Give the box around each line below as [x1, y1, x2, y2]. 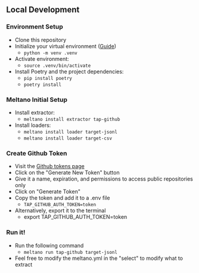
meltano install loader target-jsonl [23, 129, 118, 135]
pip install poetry [23, 75, 73, 81]
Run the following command [14, 241, 84, 249]
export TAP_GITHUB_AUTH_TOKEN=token [23, 213, 128, 221]
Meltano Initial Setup [6, 95, 67, 104]
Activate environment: [14, 55, 70, 62]
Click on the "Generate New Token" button [14, 169, 120, 176]
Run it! [6, 228, 26, 237]
